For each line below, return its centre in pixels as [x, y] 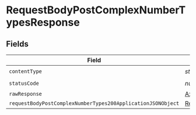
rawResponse [26, 94]
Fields [17, 44]
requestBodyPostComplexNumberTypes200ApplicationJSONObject [94, 103]
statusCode [24, 83]
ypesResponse [43, 22]
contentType [26, 71]
